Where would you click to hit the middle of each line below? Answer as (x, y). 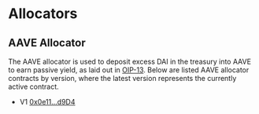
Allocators (43, 14)
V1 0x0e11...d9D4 (47, 102)
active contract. (33, 86)
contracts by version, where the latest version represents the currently (122, 78)
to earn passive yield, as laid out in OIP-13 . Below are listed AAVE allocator (129, 70)
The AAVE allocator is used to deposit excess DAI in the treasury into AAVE (130, 61)
